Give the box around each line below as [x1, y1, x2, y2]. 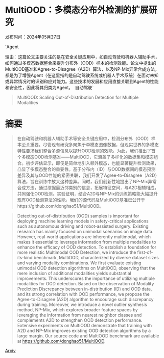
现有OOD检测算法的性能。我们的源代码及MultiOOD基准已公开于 [17, 197, 145, 203]
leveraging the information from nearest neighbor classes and [17, 312, 142, 318]
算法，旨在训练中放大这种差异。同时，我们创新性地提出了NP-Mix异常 [17, 178, 157, 184]
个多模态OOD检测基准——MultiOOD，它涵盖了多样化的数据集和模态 [17, 154, 154, 160]
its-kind [17, 254, 33, 260]
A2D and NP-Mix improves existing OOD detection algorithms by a [17, 328, 151, 333]
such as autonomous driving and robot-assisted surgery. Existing [17, 223, 149, 229]
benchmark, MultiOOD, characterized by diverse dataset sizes [33, 254, 159, 260]
